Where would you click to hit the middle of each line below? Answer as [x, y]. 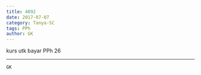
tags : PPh [19, 28]
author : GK [20, 34]
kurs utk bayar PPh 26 [33, 51]
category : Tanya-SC [31, 23]
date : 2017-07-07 [28, 17]
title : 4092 [21, 12]
